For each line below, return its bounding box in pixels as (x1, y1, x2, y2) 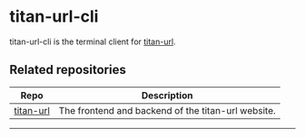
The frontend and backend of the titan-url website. (58, 104, 277, 116)
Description (141, 88, 193, 101)
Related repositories (9, 62, 127, 78)
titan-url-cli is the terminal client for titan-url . (9, 36, 176, 47)
